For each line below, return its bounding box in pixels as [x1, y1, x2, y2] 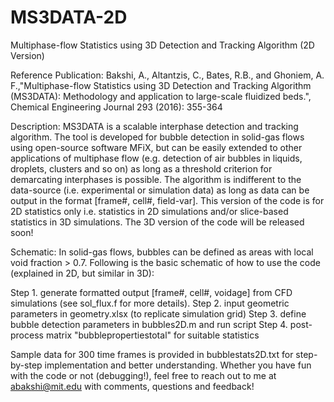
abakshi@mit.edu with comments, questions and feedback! [10, 380, 255, 392]
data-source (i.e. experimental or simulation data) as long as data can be [10, 184, 310, 196]
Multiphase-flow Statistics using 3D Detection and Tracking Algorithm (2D [10, 39, 315, 51]
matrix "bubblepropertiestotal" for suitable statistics [45, 329, 260, 341]
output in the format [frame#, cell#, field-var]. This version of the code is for [10, 194, 325, 206]
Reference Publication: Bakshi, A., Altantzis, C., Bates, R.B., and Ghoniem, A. [10, 69, 325, 81]
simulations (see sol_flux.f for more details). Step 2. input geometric [10, 297, 290, 309]
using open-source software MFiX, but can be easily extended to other [10, 141, 303, 153]
